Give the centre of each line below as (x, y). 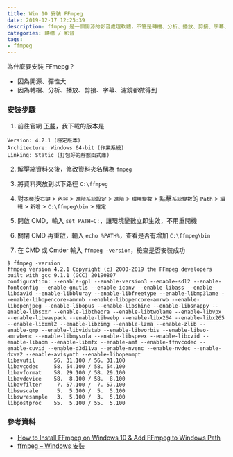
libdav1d (20, 294)
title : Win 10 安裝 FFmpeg (45, 14)
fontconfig (23, 288)
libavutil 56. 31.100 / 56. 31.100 (67, 361)
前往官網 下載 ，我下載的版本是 (61, 126)
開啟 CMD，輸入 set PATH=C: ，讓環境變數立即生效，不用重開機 (107, 221)
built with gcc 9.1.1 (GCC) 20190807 (62, 276)
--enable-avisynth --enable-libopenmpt (83, 355)
